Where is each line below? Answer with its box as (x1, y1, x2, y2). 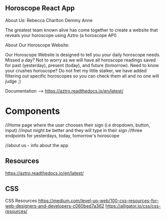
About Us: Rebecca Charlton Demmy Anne (5, 17, 93, 23)
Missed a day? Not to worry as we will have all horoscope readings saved (5, 57, 156, 63)
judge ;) (5, 78, 21, 84)
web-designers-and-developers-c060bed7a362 (5, 203, 105, 209)
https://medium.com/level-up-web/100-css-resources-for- (38, 197, 159, 204)
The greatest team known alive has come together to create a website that (5, 27, 158, 33)
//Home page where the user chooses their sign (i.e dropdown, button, (5, 122, 151, 128)
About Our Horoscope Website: (5, 42, 70, 48)
